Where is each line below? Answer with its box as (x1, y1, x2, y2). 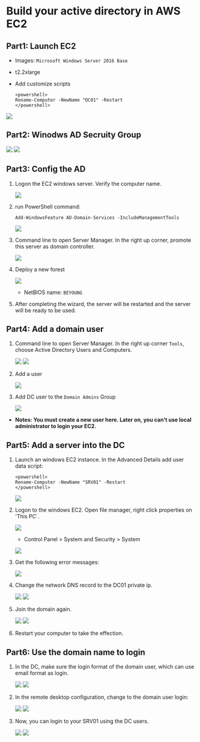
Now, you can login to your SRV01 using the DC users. (14, 717, 149, 725)
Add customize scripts (14, 80, 71, 87)
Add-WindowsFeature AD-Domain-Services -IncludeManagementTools (14, 215, 180, 221)
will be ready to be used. (14, 307, 76, 314)
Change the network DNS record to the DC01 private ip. (14, 581, 153, 589)
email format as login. (14, 669, 69, 677)
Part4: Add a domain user (6, 324, 104, 334)
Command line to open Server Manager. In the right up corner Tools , (14, 340, 184, 347)
